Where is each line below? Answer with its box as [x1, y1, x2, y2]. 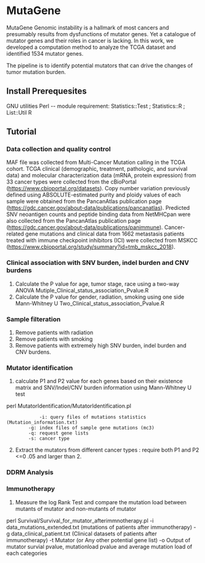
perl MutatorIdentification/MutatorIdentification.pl [6, 402, 132, 410]
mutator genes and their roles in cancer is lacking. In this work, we [6, 37, 174, 44]
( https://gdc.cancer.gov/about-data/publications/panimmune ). [6, 224, 163, 231]
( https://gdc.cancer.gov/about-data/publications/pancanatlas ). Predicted [6, 204, 190, 212]
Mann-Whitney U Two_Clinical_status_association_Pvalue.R [15, 299, 165, 307]
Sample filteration [6, 315, 61, 323]
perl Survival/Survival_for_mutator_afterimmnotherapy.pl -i [6, 516, 154, 524]
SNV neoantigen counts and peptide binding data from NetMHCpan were [6, 211, 191, 218]
